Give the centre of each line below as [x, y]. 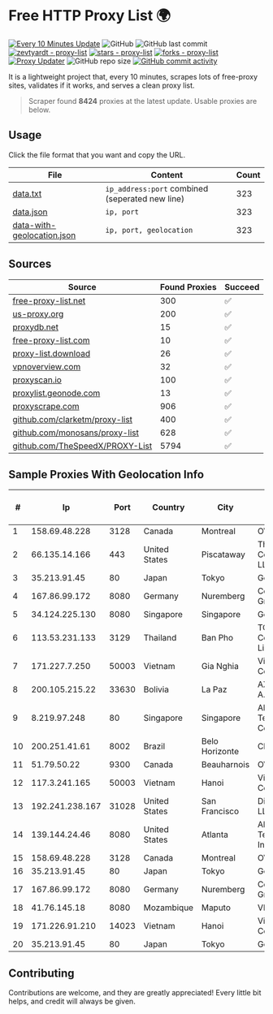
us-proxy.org [38, 313]
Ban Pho [217, 638]
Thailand [160, 638]
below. [39, 110]
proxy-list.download [52, 353]
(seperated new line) [145, 198]
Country [169, 507]
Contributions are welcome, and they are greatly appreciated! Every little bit [135, 993]
